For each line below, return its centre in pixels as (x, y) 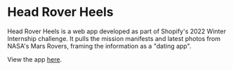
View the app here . (34, 59)
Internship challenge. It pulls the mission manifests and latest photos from (114, 38)
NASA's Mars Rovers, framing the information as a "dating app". (99, 46)
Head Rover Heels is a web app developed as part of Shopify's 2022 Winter (117, 31)
